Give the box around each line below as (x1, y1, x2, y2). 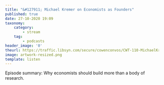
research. (5, 75, 24, 81)
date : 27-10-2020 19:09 (5, 16, 54, 21)
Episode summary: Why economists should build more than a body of (5, 70, 145, 76)
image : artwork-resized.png (5, 52, 62, 57)
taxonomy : (5, 20, 25, 26)
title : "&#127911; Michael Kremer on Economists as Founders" (5, 7, 134, 12)
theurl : (5, 48, 21, 52)
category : (14, 25, 34, 30)
